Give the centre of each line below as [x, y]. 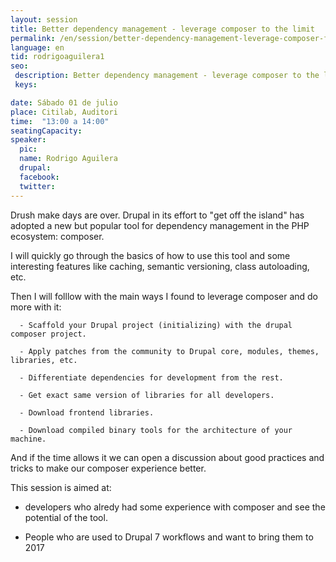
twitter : [37, 186]
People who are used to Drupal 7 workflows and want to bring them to [169, 537]
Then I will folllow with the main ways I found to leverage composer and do [164, 296]
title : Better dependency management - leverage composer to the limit [162, 29]
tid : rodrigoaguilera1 [57, 57]
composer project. [48, 334]
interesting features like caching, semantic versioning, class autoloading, [160, 266]
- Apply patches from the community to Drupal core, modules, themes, [169, 351]
